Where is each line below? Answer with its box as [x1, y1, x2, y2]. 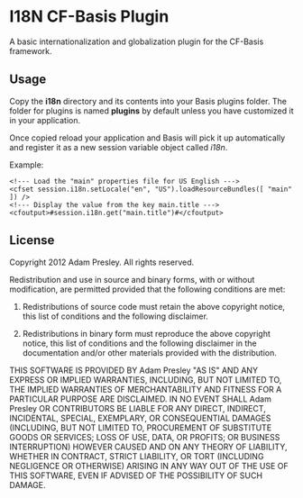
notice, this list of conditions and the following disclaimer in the [22, 338, 257, 349]
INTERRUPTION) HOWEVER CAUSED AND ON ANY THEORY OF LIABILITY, [9, 441, 288, 452]
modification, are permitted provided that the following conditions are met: [9, 284, 286, 294]
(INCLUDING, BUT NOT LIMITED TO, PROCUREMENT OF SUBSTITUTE [9, 421, 272, 433]
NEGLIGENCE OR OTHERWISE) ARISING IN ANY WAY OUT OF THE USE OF [9, 460, 289, 471]
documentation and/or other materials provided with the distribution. [22, 347, 277, 358]
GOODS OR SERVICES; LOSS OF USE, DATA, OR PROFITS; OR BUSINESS [9, 431, 280, 442]
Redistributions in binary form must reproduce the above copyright [22, 328, 271, 339]
